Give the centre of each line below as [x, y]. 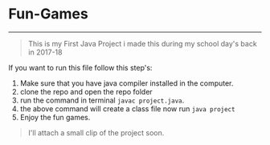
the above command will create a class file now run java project [127, 108]
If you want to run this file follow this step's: [80, 67]
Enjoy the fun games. [55, 117]
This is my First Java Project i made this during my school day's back [142, 43]
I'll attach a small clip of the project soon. [96, 132]
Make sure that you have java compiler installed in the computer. [127, 83]
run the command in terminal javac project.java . [102, 100]
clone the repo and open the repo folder [86, 91]
